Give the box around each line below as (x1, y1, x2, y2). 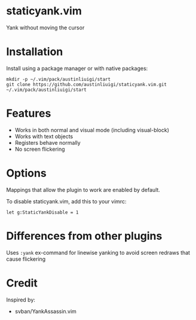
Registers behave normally (14, 139, 81, 146)
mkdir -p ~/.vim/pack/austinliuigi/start (6, 76, 111, 82)
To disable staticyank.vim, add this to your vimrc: (6, 197, 127, 205)
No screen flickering (14, 145, 65, 153)
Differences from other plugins (6, 229, 163, 243)
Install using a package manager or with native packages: (6, 65, 148, 72)
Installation (6, 45, 63, 59)
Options (6, 166, 47, 180)
